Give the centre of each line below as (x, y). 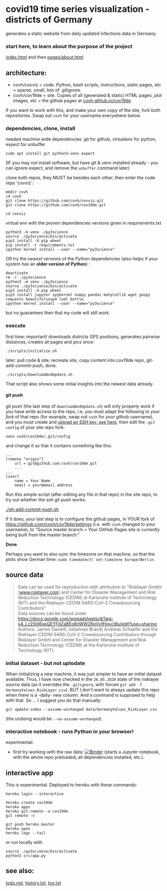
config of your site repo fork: (35, 427)
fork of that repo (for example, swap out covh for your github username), (80, 416)
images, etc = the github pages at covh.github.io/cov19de (72, 101)
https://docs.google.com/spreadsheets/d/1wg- (66, 618)
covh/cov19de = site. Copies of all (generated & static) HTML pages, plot (87, 95)
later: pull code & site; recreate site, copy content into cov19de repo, (76, 360)
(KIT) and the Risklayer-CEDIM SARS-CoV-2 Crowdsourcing (79, 603)
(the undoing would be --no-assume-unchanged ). (54, 719)
